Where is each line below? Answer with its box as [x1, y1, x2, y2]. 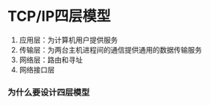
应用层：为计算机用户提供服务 [18, 35, 118, 45]
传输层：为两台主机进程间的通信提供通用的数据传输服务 [18, 45, 202, 54]
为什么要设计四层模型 [7, 87, 90, 98]
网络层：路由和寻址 [18, 55, 83, 64]
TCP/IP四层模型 [7, 7, 111, 25]
